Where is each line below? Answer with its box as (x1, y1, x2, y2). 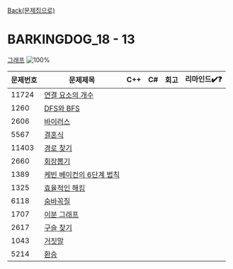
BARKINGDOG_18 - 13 (7, 31, 136, 47)
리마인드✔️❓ (185, 74, 222, 84)
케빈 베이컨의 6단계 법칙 (43, 169, 120, 179)
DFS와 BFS (43, 103, 80, 113)
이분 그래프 (43, 210, 79, 219)
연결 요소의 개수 (43, 90, 94, 100)
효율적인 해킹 (43, 183, 86, 193)
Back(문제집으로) (7, 6, 55, 14)
